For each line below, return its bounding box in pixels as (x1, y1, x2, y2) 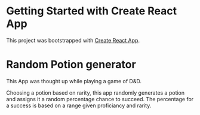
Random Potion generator (6, 58, 136, 71)
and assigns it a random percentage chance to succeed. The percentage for (6, 95, 194, 102)
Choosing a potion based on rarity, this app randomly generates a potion (6, 89, 185, 96)
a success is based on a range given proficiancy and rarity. (6, 102, 152, 109)
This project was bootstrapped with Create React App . (6, 37, 140, 44)
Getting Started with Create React (6, 4, 177, 18)
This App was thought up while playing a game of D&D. (6, 77, 142, 84)
